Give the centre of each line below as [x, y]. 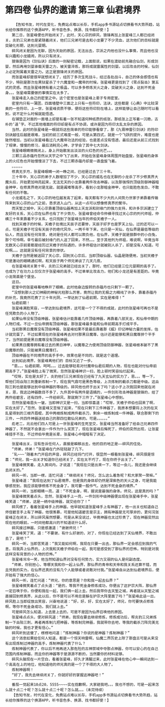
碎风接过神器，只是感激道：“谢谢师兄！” [47, 528]
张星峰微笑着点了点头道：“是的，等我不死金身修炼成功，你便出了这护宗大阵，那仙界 [84, 586]
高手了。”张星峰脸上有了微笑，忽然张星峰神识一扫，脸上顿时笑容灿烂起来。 [73, 371]
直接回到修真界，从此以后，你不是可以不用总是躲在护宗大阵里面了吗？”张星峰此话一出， [81, 596]
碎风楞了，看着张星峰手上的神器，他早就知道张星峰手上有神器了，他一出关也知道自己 [85, 507]
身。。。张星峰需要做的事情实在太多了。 [38, 93]
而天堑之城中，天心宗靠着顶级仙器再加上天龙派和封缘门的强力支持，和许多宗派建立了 [85, 208]
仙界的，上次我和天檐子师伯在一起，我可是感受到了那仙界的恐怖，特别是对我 [93, 549]
